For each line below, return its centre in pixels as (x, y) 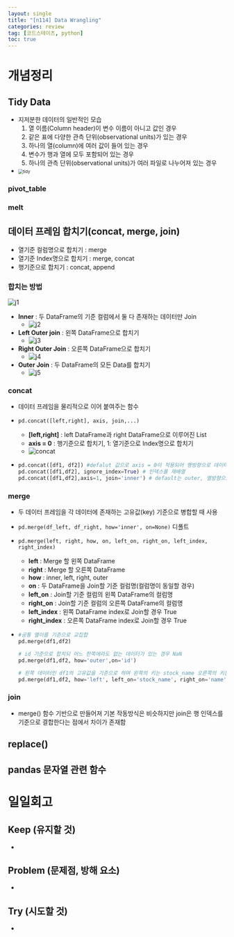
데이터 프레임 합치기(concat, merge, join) (94, 232)
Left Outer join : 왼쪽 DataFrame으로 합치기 (78, 333)
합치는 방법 (25, 287)
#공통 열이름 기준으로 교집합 (53, 635)
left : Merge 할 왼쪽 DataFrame (72, 561)
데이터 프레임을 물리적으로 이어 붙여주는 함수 (78, 406)
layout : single (30, 14)
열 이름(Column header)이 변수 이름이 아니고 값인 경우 (102, 128)
